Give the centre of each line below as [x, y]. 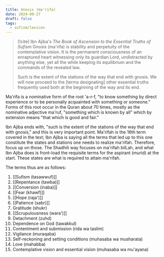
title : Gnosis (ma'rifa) [31, 10]
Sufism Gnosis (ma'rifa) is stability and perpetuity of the [73, 47]
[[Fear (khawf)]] [28, 193]
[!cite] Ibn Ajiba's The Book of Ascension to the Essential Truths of [84, 41]
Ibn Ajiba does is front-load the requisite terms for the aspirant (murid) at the [82, 153]
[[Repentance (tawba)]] [36, 182]
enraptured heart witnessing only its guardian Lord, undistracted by [85, 57]
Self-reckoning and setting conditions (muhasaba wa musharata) [78, 239]
